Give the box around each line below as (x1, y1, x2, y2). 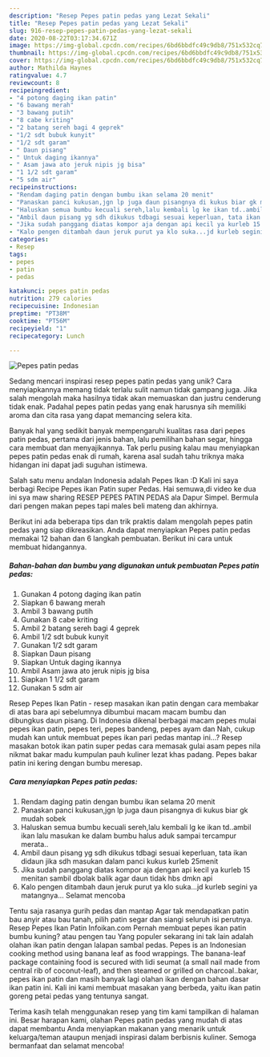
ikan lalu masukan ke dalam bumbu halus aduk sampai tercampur (20, 831, 237, 840)
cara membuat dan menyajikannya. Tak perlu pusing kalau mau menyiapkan (9, 443, 260, 453)
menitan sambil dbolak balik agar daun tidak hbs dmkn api (20, 873, 213, 883)
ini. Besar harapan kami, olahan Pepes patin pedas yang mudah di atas (9, 1015, 243, 1025)
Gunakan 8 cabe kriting (20, 615, 99, 625)
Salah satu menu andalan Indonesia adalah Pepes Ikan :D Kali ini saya (9, 476, 239, 485)
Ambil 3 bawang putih (20, 606, 94, 616)
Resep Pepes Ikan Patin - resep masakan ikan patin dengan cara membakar (9, 699, 260, 708)
